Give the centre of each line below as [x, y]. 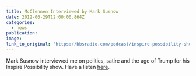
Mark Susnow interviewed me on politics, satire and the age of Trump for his [98, 61]
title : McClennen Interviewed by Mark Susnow [62, 11]
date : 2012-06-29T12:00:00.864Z [45, 17]
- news [19, 28]
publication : [22, 33]
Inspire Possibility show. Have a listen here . [58, 67]
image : [14, 39]
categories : [20, 22]
